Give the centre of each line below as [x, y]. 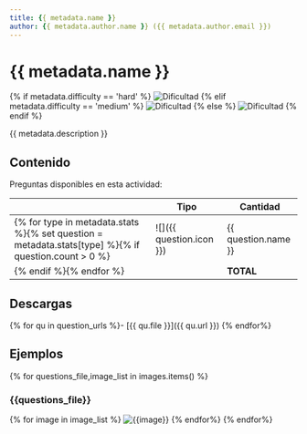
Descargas [41, 303]
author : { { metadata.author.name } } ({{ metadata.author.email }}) [141, 26]
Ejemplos [37, 354]
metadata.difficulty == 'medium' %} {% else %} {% [153, 107]
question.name [259, 240]
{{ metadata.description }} [58, 134]
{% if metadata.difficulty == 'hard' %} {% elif [118, 97]
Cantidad [259, 207]
